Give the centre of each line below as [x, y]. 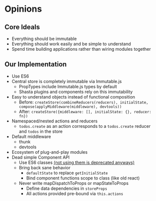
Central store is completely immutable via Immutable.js [67, 81]
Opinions [23, 9]
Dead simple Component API [41, 157]
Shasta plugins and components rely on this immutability [76, 92]
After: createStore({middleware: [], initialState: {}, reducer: [85, 111]
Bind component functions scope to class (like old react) [83, 178]
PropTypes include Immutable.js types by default [68, 86]
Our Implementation [36, 64]
